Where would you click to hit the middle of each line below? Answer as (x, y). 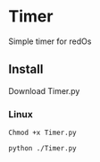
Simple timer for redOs (50, 41)
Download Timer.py (44, 90)
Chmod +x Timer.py (42, 133)
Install (26, 69)
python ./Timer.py (42, 149)
